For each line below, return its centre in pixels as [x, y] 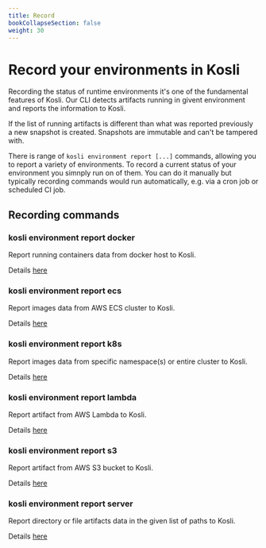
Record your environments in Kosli [124, 69]
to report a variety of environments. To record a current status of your [122, 164]
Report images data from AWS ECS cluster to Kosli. [92, 308]
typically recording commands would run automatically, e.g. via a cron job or [133, 181]
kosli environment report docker [71, 237]
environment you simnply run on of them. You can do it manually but [120, 173]
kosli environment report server [71, 504]
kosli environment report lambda [73, 397]
